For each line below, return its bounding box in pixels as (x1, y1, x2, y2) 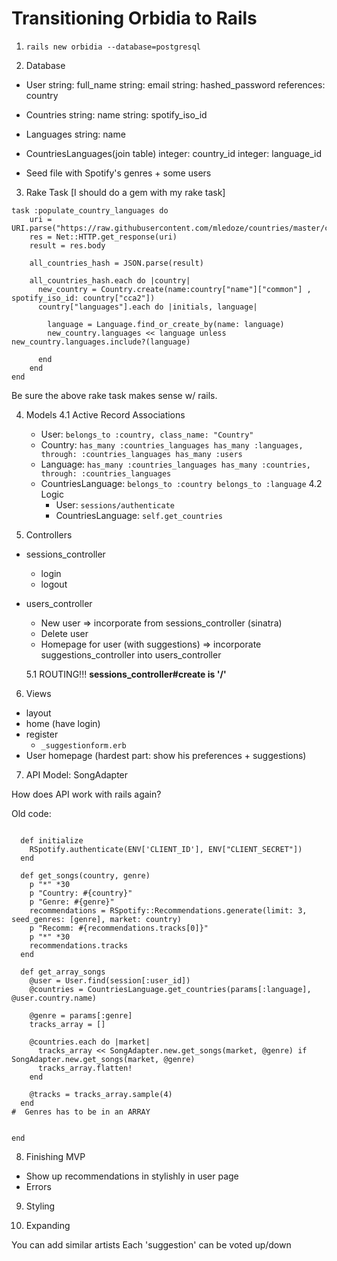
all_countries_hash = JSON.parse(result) (29, 258, 204, 268)
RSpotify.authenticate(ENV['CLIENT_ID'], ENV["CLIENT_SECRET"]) (29, 844, 303, 854)
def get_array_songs (20, 967, 106, 977)
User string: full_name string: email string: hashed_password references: (25, 78, 326, 91)
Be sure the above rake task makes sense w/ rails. (11, 389, 218, 401)
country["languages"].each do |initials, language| (37, 302, 258, 312)
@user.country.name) (11, 993, 98, 1003)
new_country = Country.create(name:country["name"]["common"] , (37, 284, 312, 294)
